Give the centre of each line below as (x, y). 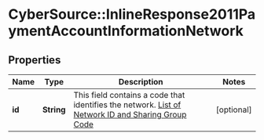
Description (141, 82)
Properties (35, 60)
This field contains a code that (129, 95)
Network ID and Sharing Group (130, 115)
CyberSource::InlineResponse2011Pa (132, 14)
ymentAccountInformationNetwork (126, 31)
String (54, 109)
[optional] (234, 109)
